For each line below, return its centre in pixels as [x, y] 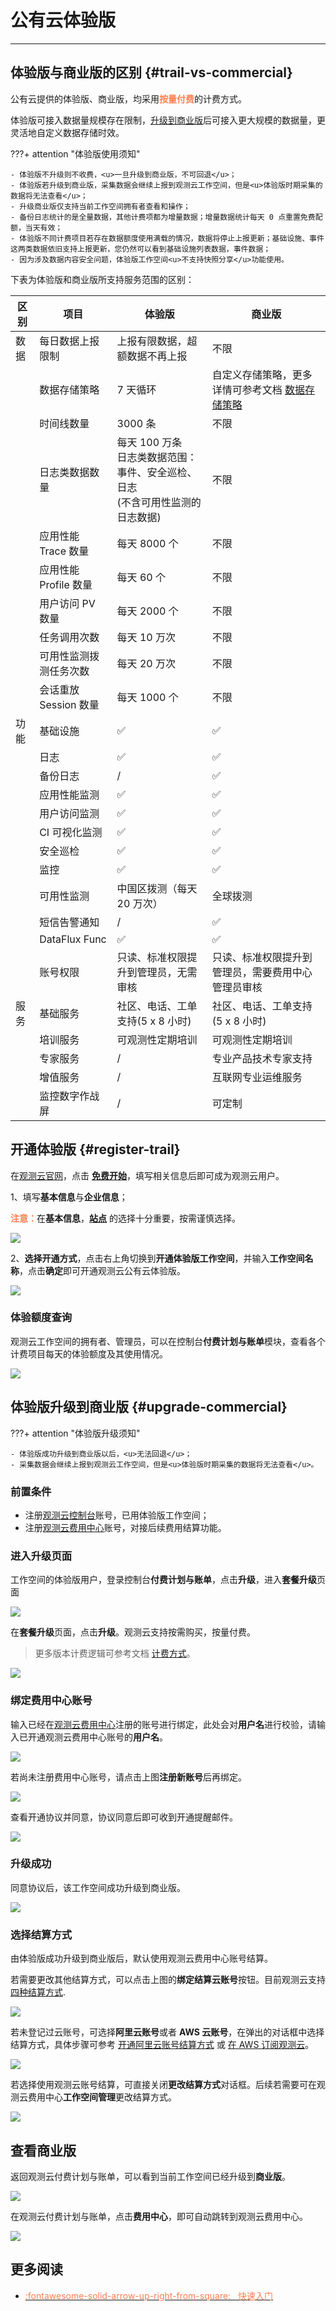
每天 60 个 [141, 577]
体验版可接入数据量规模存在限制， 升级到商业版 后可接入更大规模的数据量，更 [168, 120]
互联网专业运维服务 [257, 1077]
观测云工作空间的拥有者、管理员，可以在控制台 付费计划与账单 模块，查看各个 [168, 1341]
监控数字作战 [69, 1096]
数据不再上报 [157, 356]
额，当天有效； [36, 227]
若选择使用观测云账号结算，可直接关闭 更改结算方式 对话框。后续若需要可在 [163, 2085]
